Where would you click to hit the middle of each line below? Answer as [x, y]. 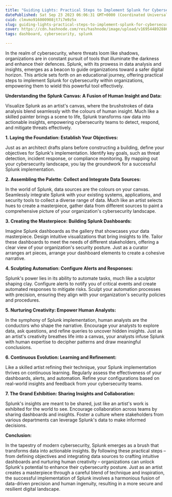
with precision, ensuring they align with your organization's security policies [85, 294]
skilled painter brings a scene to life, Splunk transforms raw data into [78, 117]
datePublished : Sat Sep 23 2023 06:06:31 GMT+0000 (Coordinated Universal [87, 15]
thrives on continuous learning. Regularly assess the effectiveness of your [84, 373]
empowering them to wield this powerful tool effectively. [64, 86]
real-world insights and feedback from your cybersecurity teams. [74, 384]
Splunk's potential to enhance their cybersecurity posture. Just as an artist [84, 467]
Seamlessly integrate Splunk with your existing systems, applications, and [83, 195]
